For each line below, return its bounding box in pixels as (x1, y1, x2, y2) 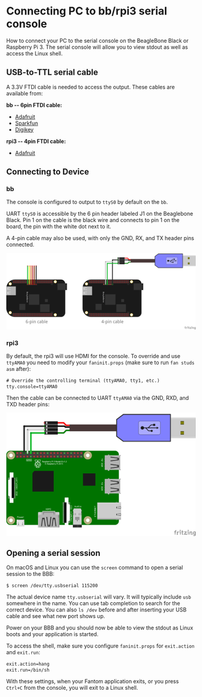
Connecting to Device (6, 167, 89, 177)
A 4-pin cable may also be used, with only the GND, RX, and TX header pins (6, 235, 194, 242)
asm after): (6, 365, 31, 373)
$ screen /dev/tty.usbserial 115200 (6, 583, 98, 589)
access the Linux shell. (6, 49, 63, 57)
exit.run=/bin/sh (6, 667, 50, 673)
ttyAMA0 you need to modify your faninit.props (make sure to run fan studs (6, 359, 195, 366)
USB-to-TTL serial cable (6, 68, 98, 78)
